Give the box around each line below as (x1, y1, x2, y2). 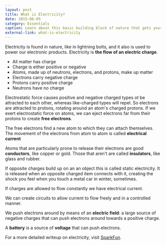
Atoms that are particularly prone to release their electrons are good (5, 146, 144, 151)
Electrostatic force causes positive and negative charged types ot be (5, 95, 145, 100)
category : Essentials (5, 21, 50, 26)
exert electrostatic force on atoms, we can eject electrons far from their (5, 110, 151, 116)
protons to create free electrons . (5, 116, 73, 121)
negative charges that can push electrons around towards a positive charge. (5, 215, 161, 221)
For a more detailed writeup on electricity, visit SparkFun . (5, 235, 122, 240)
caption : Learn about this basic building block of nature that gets (5, 26, 152, 31)
